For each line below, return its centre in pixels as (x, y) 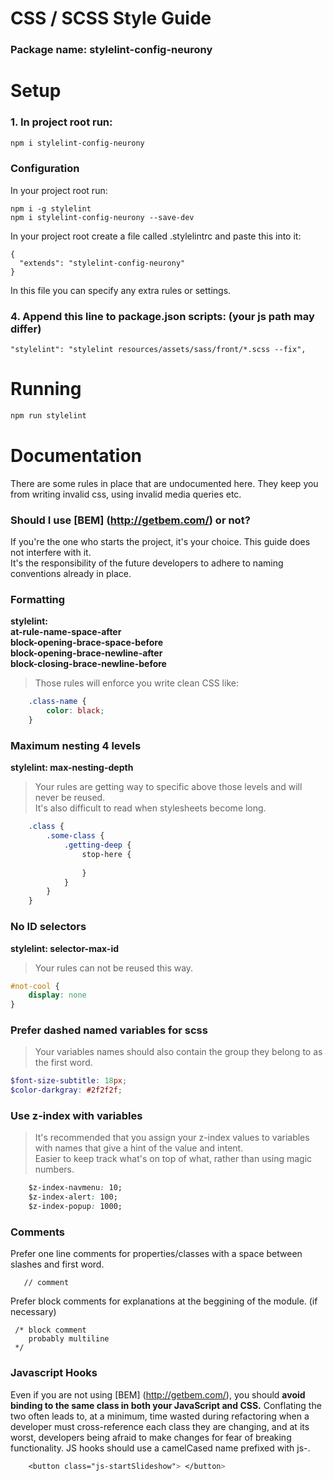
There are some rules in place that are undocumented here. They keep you (164, 483)
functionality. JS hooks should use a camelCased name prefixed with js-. (160, 1448)
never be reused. (70, 798)
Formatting (38, 600)
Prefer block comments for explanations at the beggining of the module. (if (164, 1301)
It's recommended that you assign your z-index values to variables (172, 1138)
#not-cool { (35, 986)
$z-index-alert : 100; (73, 1197)
